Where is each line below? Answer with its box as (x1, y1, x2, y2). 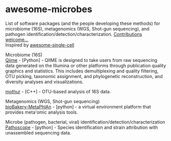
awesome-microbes (5, 4, 93, 15)
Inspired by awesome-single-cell (5, 42, 75, 48)
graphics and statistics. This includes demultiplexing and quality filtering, (5, 67, 159, 74)
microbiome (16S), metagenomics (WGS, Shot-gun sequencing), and (5, 25, 150, 31)
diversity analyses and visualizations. (5, 79, 84, 85)
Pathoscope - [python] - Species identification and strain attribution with (5, 124, 158, 130)
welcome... (5, 37, 29, 43)
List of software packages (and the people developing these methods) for (5, 20, 160, 26)
